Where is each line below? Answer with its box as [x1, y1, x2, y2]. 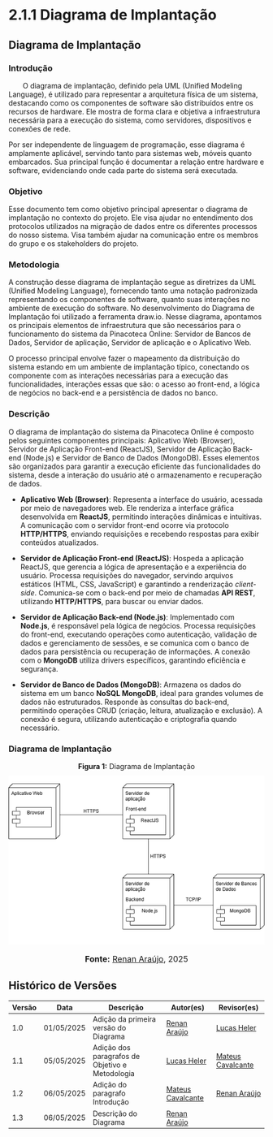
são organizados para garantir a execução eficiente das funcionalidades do [8, 461, 262, 471]
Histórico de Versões [8, 979, 118, 992]
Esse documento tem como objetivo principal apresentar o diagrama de [8, 205, 248, 214]
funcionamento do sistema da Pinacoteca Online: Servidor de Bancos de [8, 329, 252, 339]
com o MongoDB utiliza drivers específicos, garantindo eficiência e [19, 655, 246, 665]
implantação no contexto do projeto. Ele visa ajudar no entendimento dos [8, 213, 253, 223]
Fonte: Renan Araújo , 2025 [84, 953, 188, 965]
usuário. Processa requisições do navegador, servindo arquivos [19, 570, 234, 580]
